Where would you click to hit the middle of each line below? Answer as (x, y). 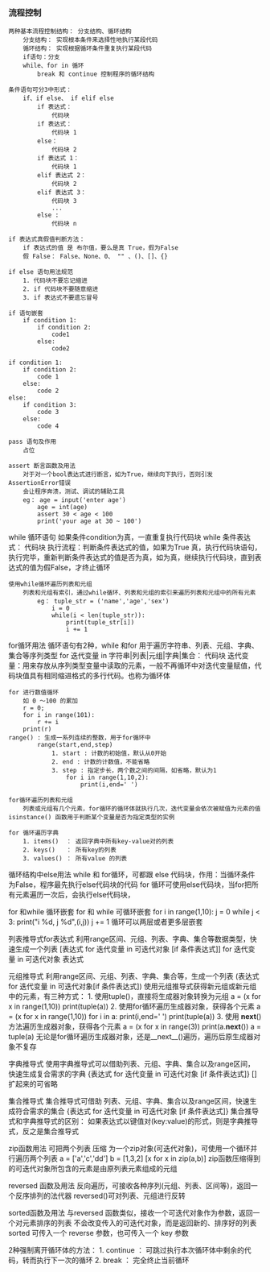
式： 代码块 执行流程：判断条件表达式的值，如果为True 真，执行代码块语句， (135, 547)
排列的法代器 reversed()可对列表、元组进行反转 (108, 1196)
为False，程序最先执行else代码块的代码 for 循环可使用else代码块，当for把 (130, 885)
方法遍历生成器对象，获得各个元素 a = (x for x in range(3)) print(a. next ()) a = (135, 1027)
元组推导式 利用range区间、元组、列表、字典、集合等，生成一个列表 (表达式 (134, 976)
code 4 (48, 426)
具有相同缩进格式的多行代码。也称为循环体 (100, 676)
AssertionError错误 (40, 483)
